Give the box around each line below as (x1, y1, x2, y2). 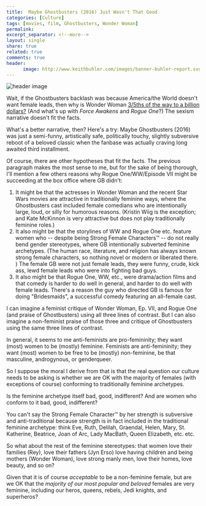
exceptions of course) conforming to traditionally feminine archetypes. (6, 380, 185, 388)
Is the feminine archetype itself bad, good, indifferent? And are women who (6, 393, 197, 400)
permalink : (6, 26, 34, 32)
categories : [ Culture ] (6, 15, 64, 21)
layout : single (6, 37, 45, 43)
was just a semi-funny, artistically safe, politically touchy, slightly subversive (6, 132, 199, 140)
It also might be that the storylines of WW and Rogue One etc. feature (15, 228, 192, 235)
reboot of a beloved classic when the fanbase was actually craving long (6, 139, 188, 146)
